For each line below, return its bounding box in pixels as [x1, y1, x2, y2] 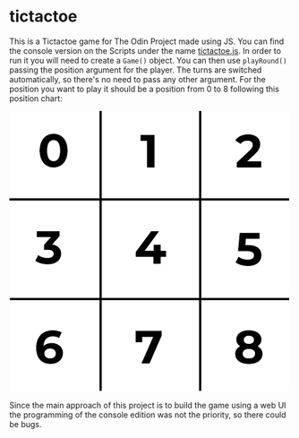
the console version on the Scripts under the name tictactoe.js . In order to [9, 45, 282, 56]
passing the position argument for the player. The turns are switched [9, 64, 262, 75]
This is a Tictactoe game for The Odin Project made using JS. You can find [9, 36, 285, 47]
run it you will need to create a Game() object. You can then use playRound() [9, 55, 287, 65]
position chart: [9, 92, 63, 104]
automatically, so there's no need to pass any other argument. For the [9, 73, 266, 84]
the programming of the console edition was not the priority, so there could [9, 409, 286, 420]
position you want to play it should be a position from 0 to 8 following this [9, 83, 280, 94]
